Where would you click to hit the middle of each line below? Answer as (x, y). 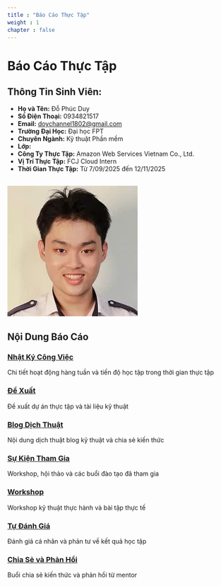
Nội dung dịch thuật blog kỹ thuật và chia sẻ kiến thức (86, 440)
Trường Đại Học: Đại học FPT (61, 132)
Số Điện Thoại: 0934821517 (58, 116)
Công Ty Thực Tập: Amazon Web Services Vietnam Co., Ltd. (106, 154)
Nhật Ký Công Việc (41, 357)
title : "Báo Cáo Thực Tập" (49, 15)
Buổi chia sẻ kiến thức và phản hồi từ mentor (72, 575)
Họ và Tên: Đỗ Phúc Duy (54, 109)
